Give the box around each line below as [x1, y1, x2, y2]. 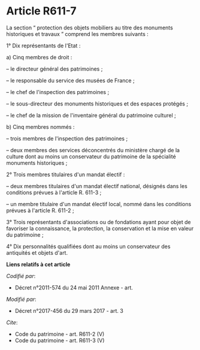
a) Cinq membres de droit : [6, 53, 72, 61]
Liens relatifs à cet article [6, 261, 71, 268]
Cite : [6, 319, 18, 326]
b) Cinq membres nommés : [6, 123, 75, 130]
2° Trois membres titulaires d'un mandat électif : [6, 171, 125, 178]
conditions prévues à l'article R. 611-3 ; [6, 189, 102, 196]
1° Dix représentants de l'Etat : [6, 42, 81, 49]
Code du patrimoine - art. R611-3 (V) [14, 337, 105, 344]
